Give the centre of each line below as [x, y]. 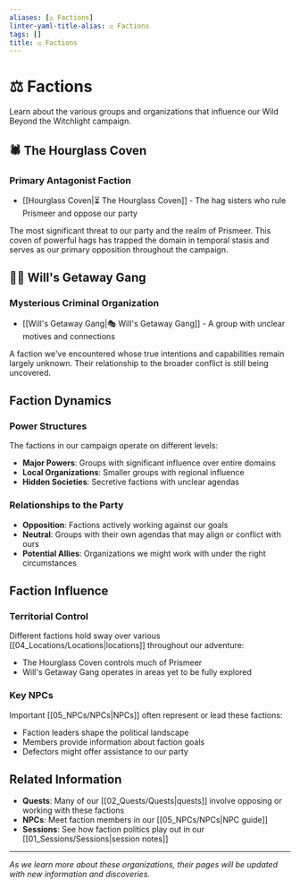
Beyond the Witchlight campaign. [70, 121]
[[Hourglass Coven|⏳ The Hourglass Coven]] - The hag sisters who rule [154, 200]
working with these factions [73, 810]
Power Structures [48, 426]
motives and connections [69, 336]
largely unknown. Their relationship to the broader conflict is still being [139, 363]
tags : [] [25, 34]
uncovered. [30, 372]
